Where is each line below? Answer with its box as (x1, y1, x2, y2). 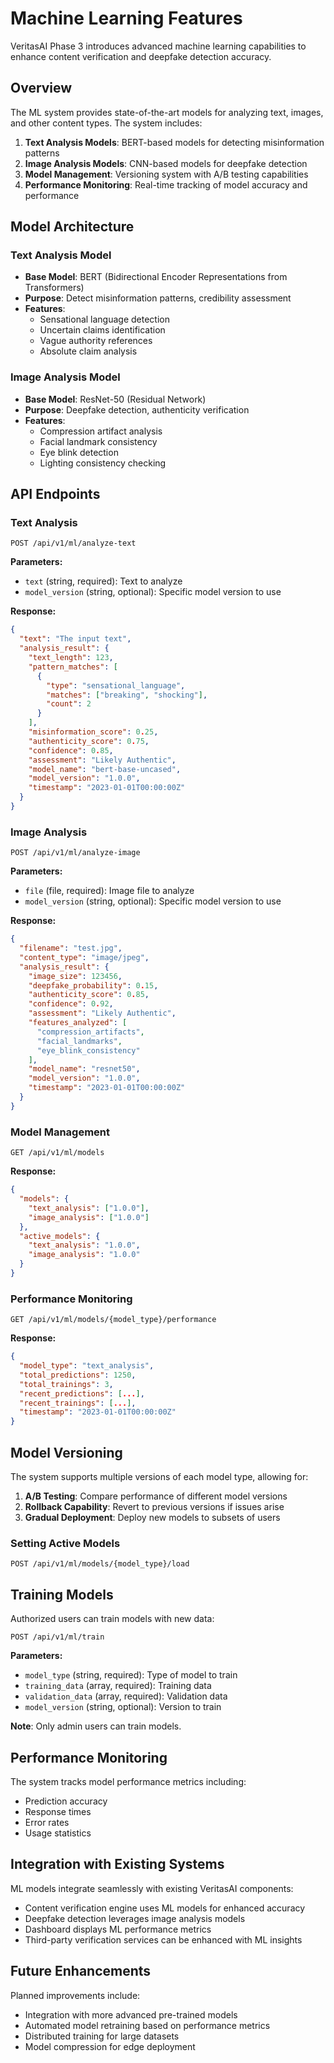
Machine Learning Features (10, 7, 243, 30)
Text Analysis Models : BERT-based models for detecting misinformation (24, 136, 325, 148)
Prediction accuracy (24, 1795, 108, 1807)
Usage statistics (24, 1827, 92, 1839)
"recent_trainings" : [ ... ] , (19, 1398, 137, 1408)
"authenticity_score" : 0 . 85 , (28, 990, 150, 1000)
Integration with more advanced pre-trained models (24, 2008, 238, 2021)
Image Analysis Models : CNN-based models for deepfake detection (24, 157, 308, 169)
